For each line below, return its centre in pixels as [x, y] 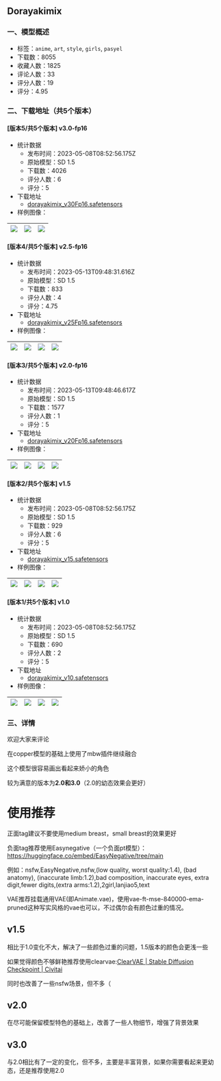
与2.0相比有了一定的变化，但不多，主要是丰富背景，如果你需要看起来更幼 [110, 1062]
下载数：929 [45, 526]
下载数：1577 [46, 407]
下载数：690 [45, 644]
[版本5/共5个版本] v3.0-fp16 [47, 128]
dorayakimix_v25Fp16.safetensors [75, 322]
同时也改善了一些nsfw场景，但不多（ [59, 983]
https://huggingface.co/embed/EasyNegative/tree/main [86, 855]
